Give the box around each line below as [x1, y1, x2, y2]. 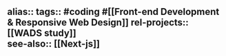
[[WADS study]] [7, 27, 77, 39]
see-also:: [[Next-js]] [7, 38, 100, 50]
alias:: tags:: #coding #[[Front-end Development [7, 6, 220, 18]
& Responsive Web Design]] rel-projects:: [7, 17, 189, 29]
